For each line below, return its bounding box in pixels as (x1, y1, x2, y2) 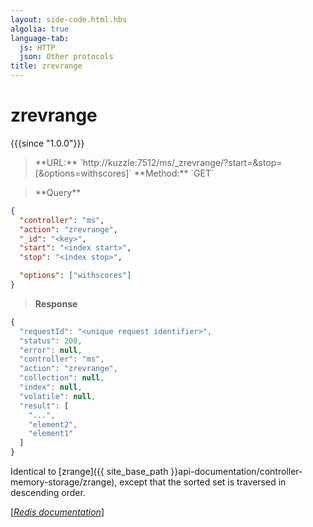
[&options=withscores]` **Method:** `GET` (34, 167, 215, 179)
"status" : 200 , (19, 336, 83, 346)
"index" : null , (19, 382, 83, 393)
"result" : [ (19, 401, 70, 411)
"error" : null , (19, 345, 83, 355)
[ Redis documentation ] (10, 506, 105, 518)
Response (34, 297, 78, 310)
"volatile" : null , (19, 391, 97, 401)
